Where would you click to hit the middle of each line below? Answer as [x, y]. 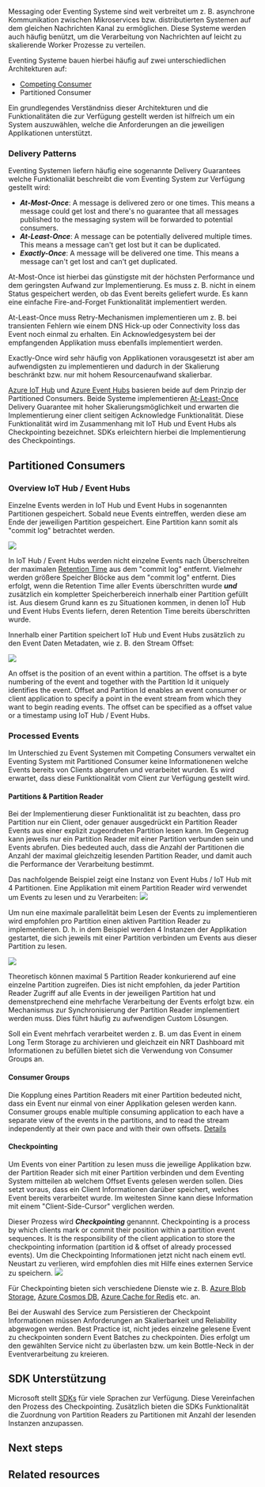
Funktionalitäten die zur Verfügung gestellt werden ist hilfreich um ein [121, 116]
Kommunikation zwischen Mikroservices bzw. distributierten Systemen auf [130, 20]
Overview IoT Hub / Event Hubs [69, 488]
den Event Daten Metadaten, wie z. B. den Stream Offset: [101, 643]
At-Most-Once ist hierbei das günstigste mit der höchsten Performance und [131, 277]
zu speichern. [30, 1273]
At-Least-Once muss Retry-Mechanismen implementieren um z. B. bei [123, 318]
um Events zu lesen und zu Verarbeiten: [73, 898]
